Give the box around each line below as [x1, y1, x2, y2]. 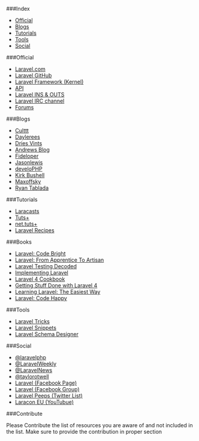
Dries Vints [14, 140, 43, 146]
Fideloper [14, 152, 39, 160]
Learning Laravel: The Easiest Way [14, 288, 101, 295]
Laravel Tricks [14, 318, 50, 325]
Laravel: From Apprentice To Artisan [14, 256, 104, 263]
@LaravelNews [14, 367, 53, 374]
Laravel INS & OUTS [14, 91, 65, 98]
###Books [6, 238, 32, 245]
